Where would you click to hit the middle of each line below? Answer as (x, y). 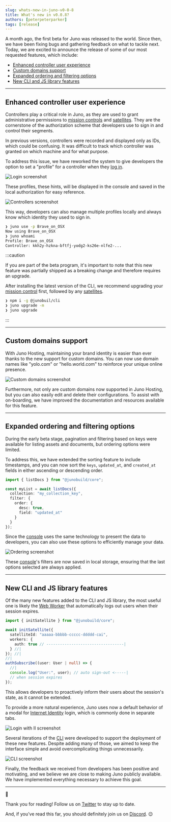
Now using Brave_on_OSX (31, 231)
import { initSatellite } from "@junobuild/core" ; (60, 621)
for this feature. (21, 405)
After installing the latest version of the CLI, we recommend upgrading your (84, 286)
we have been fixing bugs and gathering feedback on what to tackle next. (82, 44)
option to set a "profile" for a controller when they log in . (64, 167)
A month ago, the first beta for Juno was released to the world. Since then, (83, 39)
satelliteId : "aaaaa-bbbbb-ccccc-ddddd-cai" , (59, 635)
